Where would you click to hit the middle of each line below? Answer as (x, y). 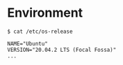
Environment (45, 13)
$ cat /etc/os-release (40, 31)
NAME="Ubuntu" (28, 43)
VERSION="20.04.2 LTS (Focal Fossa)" (62, 50)
